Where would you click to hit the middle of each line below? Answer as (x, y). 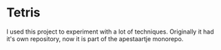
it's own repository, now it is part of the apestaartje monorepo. (95, 38)
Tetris (23, 13)
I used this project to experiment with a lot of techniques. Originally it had (110, 32)
